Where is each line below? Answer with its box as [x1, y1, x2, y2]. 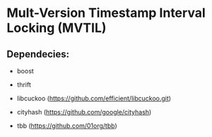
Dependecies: [6, 48, 70, 60]
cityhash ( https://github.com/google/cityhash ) [16, 108, 152, 116]
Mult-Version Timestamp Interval [6, 5, 206, 21]
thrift [16, 81, 31, 89]
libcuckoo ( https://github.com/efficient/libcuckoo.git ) [16, 94, 171, 102]
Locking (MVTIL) [6, 20, 107, 36]
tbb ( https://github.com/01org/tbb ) [16, 121, 117, 130]
